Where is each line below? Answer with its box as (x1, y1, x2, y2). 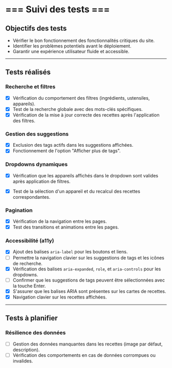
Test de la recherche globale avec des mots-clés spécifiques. (12, 106, 143, 112)
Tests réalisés (5, 68, 51, 77)
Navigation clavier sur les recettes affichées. (12, 294, 107, 300)
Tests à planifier (5, 314, 58, 323)
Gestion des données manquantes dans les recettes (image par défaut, (12, 341, 163, 347)
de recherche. (12, 260, 42, 266)
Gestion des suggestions (5, 130, 69, 137)
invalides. (12, 358, 33, 364)
